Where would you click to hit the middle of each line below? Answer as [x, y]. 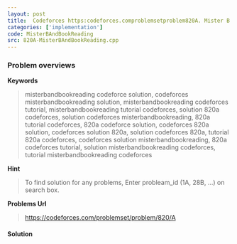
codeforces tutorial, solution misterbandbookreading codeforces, [120, 147]
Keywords [23, 81]
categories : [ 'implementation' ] [55, 27]
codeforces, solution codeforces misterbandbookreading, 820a [117, 117]
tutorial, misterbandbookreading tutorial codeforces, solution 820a [122, 110]
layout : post [27, 14]
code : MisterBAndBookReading [50, 34]
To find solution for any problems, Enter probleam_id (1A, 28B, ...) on [125, 183]
